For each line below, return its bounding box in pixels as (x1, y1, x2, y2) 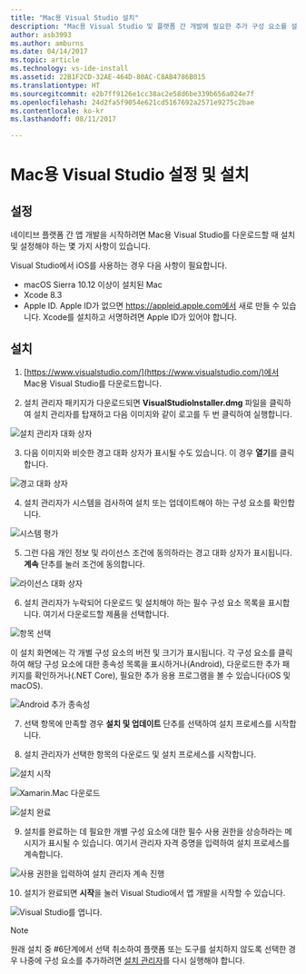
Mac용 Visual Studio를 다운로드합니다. (23, 378, 163, 389)
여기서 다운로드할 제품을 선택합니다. (43, 608, 170, 619)
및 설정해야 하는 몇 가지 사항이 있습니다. (10, 241, 151, 252)
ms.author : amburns (10, 38, 84, 48)
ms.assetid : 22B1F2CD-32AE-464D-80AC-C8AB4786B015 (10, 73, 206, 82)
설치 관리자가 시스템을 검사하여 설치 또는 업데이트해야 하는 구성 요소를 (23, 497, 271, 508)
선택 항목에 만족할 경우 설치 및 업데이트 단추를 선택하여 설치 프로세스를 (23, 718, 273, 729)
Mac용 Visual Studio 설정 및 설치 (10, 164, 250, 185)
